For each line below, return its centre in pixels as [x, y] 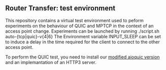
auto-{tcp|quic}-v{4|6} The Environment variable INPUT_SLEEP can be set [83, 36]
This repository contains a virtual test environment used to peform [74, 20]
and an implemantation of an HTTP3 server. [51, 62]
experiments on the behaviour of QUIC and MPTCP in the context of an [79, 26]
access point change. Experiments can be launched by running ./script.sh [82, 31]
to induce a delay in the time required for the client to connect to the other [82, 42]
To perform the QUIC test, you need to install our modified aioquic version [82, 57]
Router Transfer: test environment [60, 8]
